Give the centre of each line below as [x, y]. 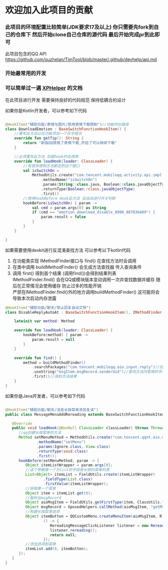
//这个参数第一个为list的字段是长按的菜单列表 [67, 470]
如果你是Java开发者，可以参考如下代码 [45, 396]
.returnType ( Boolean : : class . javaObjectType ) [88, 189]
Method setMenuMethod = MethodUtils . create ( [65, 438]
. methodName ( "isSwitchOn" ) [69, 180]
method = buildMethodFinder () [54, 363]
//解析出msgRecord [43, 498]
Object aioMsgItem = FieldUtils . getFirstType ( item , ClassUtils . [94, 503]
